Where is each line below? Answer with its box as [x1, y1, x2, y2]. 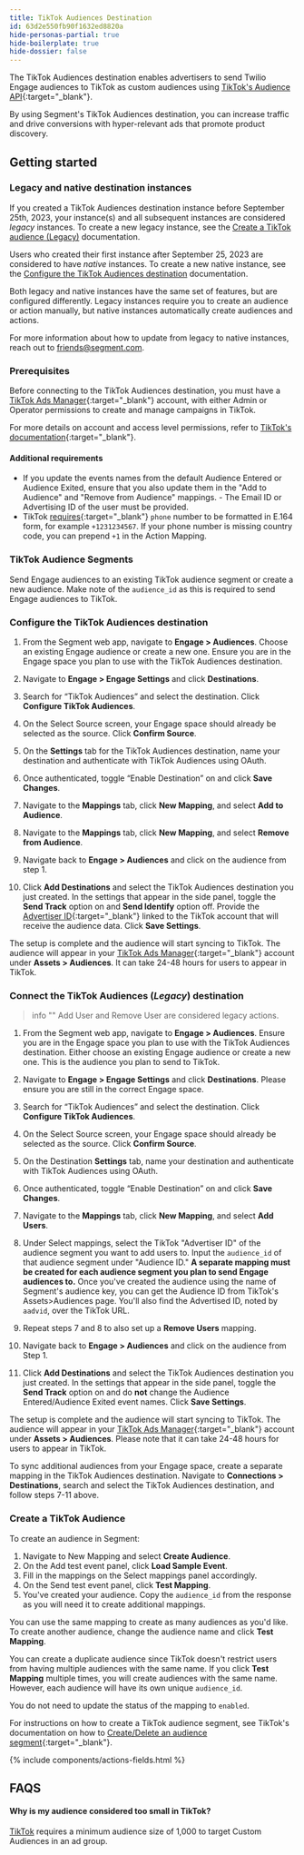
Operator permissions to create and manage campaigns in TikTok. [9, 405, 257, 416]
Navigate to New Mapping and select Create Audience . [22, 1550, 231, 1562]
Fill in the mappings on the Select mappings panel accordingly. [22, 1570, 258, 1581]
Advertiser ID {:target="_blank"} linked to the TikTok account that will [22, 910, 279, 922]
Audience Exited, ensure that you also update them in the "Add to [22, 482, 268, 493]
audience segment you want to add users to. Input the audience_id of [22, 1248, 282, 1258]
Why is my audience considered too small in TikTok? [9, 1806, 211, 1817]
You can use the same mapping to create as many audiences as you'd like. [9, 1616, 289, 1627]
